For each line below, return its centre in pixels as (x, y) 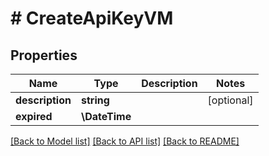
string (95, 100)
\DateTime (106, 116)
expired (34, 116)
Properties (44, 55)
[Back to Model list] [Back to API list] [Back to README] (125, 141)
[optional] (230, 100)
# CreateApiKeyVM (92, 18)
